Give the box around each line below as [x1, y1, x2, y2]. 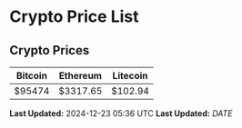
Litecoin [112, 70, 148, 82]
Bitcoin [15, 70, 48, 82]
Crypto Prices [9, 43, 90, 58]
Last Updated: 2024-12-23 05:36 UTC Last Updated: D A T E [9, 108, 233, 119]
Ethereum [58, 70, 103, 82]
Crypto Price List [9, 6, 139, 27]
